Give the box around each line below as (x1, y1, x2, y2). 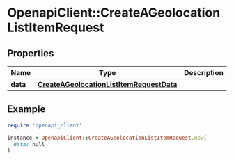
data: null (13, 141, 45, 147)
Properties (7, 47, 54, 59)
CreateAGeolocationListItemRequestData (37, 80, 178, 89)
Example (7, 103, 46, 115)
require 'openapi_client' (7, 122, 82, 129)
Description (184, 68, 224, 77)
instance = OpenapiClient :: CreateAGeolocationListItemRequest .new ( (7, 134, 208, 141)
